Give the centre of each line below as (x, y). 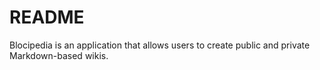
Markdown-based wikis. (59, 55)
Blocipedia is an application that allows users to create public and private (160, 45)
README (47, 17)
